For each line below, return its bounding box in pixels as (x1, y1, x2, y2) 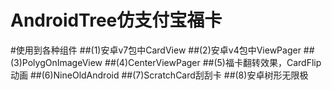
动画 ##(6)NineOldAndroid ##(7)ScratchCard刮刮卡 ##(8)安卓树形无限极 (10, 69, 309, 81)
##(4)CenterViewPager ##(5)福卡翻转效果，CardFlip (104, 56, 322, 68)
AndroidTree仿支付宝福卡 (10, 9, 223, 32)
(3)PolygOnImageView (10, 56, 103, 68)
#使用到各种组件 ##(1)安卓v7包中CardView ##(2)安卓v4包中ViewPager (10, 44, 302, 56)
